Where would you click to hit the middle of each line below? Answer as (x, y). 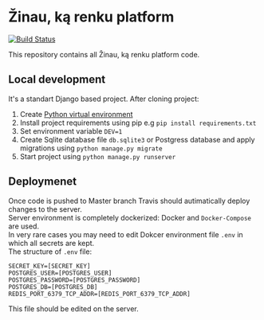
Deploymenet (43, 182)
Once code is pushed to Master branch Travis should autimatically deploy (129, 201)
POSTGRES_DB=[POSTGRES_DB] (53, 287)
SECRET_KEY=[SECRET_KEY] (49, 266)
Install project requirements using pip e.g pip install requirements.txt (138, 123)
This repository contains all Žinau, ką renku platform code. (104, 54)
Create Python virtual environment (76, 114)
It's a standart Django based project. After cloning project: (104, 99)
